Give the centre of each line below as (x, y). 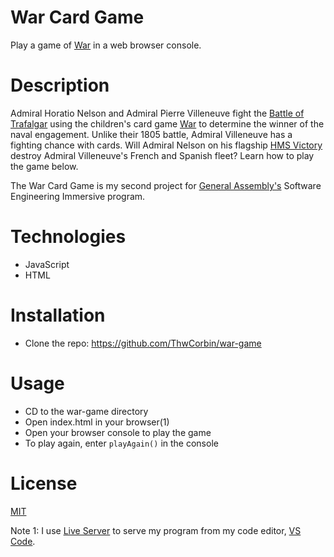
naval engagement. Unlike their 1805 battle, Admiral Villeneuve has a (151, 134)
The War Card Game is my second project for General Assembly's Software (166, 185)
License (44, 483)
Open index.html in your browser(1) (97, 422)
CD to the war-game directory (86, 411)
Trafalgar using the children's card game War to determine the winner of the (167, 123)
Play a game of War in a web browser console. (106, 45)
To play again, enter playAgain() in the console (121, 443)
